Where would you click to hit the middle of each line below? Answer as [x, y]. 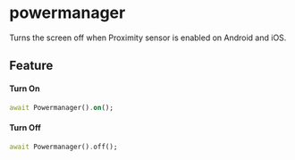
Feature [31, 66]
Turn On [25, 88]
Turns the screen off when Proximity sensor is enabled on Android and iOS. [148, 38]
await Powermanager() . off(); [63, 147]
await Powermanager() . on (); [62, 107]
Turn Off [25, 127]
